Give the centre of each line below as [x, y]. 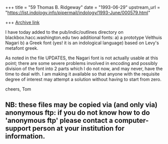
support [18, 129]
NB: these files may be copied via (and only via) [81, 105]
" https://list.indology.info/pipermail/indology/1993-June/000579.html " [78, 13]
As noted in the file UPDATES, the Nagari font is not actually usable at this [82, 58]
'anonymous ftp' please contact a [59, 121]
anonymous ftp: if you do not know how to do [78, 113]
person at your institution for [78, 129]
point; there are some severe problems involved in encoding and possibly [81, 63]
